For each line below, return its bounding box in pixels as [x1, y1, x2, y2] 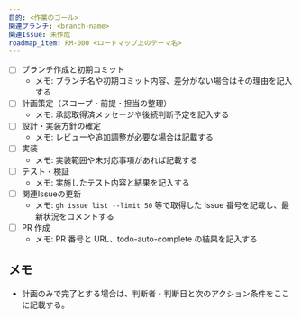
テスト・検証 [21, 166, 69, 177]
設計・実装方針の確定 [21, 121, 101, 132]
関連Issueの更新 [21, 188, 82, 199]
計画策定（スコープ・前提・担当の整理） [21, 98, 172, 109]
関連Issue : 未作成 [8, 30, 71, 39]
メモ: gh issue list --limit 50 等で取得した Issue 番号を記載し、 [34, 199, 282, 210]
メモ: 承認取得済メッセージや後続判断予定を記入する [34, 109, 230, 120]
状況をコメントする [42, 211, 114, 222]
